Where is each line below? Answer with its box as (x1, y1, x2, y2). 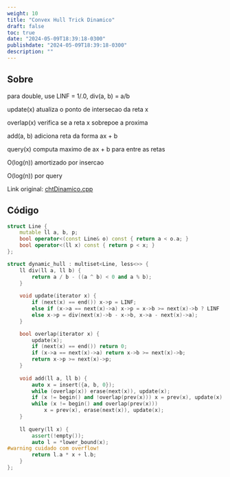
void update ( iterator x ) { (19, 293, 97, 299)
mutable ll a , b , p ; (19, 229, 78, 236)
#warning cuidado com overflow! (7, 445, 100, 452)
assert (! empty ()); (32, 432, 84, 439)
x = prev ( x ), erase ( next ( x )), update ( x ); (43, 407, 165, 414)
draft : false (7, 23, 45, 29)
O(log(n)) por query (7, 171, 63, 180)
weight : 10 (7, 10, 38, 17)
